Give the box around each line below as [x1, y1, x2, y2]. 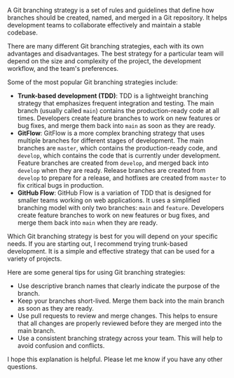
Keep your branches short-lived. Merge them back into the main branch [17, 296, 225, 305]
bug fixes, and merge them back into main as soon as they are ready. [17, 122, 216, 129]
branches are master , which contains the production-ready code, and [17, 144, 218, 152]
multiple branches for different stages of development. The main [17, 136, 205, 145]
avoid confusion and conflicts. [17, 341, 105, 350]
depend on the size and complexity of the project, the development [7, 57, 202, 65]
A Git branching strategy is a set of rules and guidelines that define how [7, 6, 214, 14]
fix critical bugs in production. [17, 181, 104, 189]
